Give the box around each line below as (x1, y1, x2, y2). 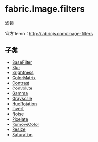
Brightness (12, 70, 34, 75)
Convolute (12, 85, 33, 91)
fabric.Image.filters (5, 3, 85, 15)
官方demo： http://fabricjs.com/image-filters (5, 30, 93, 36)
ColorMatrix (12, 74, 36, 81)
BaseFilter (12, 59, 32, 65)
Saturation (12, 131, 33, 137)
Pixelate (12, 116, 28, 122)
